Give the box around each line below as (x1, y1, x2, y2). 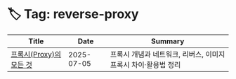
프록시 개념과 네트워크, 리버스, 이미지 (110, 49, 225, 59)
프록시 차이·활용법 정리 (110, 59, 181, 69)
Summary (150, 36, 185, 46)
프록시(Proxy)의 (11, 49, 62, 59)
